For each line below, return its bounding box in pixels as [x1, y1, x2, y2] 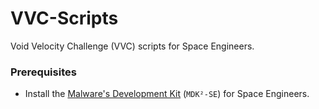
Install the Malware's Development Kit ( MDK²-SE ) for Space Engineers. [24, 88, 310, 100]
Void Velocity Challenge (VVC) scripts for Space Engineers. [10, 40, 255, 52]
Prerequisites [10, 65, 77, 79]
